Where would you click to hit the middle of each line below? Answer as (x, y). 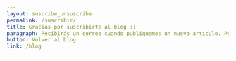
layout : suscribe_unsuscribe (49, 14)
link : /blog (24, 46)
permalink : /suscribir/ (42, 20)
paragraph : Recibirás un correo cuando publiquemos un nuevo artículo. (114, 33)
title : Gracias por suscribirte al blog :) (72, 27)
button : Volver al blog (42, 40)
